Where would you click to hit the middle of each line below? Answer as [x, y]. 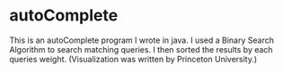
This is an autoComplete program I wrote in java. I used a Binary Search [141, 40]
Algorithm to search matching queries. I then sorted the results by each [141, 49]
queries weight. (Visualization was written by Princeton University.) [133, 59]
